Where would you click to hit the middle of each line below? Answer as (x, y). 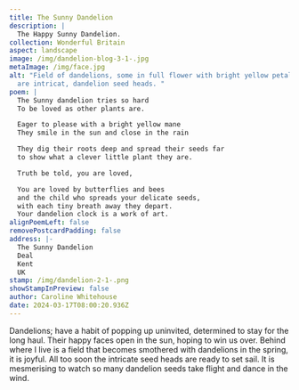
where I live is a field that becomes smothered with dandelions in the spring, (149, 349)
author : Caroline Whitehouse (63, 297)
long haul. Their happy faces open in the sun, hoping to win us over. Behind (148, 340)
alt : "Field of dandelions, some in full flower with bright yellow (139, 76)
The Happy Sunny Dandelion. (69, 34)
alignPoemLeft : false (49, 223)
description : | (37, 26)
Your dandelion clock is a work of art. (93, 215)
